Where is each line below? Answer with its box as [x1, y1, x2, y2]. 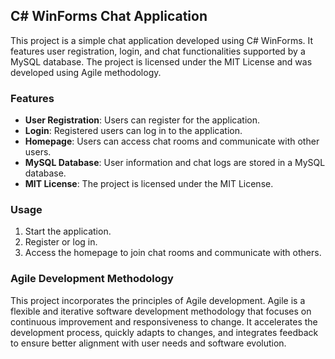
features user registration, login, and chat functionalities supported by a [10, 45, 306, 57]
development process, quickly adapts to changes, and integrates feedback [10, 326, 319, 338]
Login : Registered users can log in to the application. [24, 125, 243, 137]
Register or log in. [24, 236, 98, 248]
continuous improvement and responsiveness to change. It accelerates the [10, 315, 318, 328]
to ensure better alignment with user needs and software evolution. [10, 337, 287, 349]
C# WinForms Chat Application [10, 8, 208, 25]
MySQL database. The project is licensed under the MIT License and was [10, 55, 313, 68]
